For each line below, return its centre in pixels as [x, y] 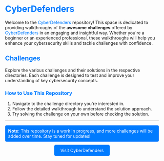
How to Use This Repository [39, 93]
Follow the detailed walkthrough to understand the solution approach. [82, 109]
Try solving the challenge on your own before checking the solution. [81, 114]
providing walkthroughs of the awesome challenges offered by [69, 27]
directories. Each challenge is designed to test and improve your [70, 75]
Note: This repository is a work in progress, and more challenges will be [80, 131]
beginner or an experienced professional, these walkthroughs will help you [80, 38]
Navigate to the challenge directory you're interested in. [68, 104]
